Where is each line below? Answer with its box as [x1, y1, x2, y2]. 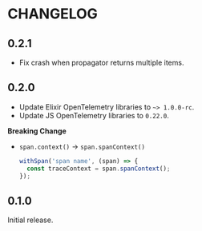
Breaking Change [7, 125, 67, 136]
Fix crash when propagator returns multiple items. [18, 58, 184, 67]
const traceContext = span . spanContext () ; [26, 165, 171, 173]
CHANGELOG [7, 5, 98, 23]
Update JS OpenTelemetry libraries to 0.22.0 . [18, 110, 169, 120]
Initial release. [7, 215, 54, 225]
